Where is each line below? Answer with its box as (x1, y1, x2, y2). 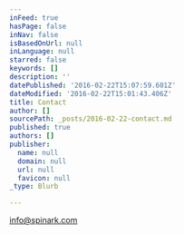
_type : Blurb (9, 182, 59, 191)
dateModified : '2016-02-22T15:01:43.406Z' (9, 89, 172, 98)
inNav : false (9, 30, 59, 39)
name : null (17, 148, 59, 157)
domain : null (17, 156, 67, 166)
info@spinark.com (9, 215, 78, 226)
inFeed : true (9, 13, 59, 23)
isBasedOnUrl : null (9, 38, 83, 48)
